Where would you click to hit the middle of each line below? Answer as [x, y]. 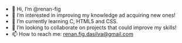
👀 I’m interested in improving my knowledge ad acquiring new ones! [94, 15]
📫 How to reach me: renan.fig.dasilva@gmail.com [73, 34]
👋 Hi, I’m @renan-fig [36, 9]
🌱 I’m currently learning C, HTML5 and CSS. [65, 21]
